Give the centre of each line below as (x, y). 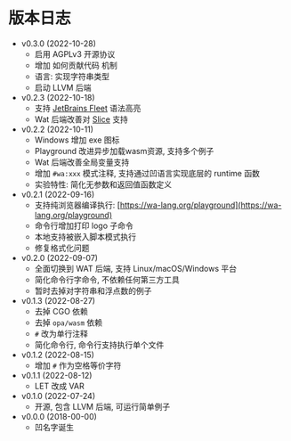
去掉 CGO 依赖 (61, 311)
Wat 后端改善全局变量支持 (82, 162)
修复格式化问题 (62, 248)
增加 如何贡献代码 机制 (76, 65)
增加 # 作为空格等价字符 (78, 365)
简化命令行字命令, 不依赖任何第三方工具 (107, 279)
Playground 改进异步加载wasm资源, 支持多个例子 (124, 151)
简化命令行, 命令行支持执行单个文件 (99, 345)
